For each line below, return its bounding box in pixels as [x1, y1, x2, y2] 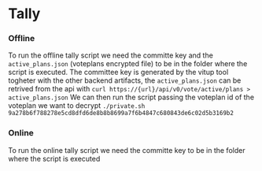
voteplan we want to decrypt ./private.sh [8, 101, 146, 110]
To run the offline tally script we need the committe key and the [8, 50, 214, 60]
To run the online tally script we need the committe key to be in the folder [8, 145, 245, 154]
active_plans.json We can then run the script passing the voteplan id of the [8, 92, 254, 102]
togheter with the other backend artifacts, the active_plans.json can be [8, 76, 242, 85]
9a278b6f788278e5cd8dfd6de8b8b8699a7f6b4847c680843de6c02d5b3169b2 [8, 110, 234, 117]
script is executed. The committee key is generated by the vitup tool [8, 68, 229, 77]
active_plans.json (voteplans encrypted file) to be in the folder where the [8, 59, 248, 69]
